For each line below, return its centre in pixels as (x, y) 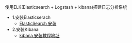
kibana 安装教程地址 (39, 36)
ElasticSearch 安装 (38, 23)
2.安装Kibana (25, 29)
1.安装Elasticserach (31, 17)
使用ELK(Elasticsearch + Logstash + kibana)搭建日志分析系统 (66, 7)
